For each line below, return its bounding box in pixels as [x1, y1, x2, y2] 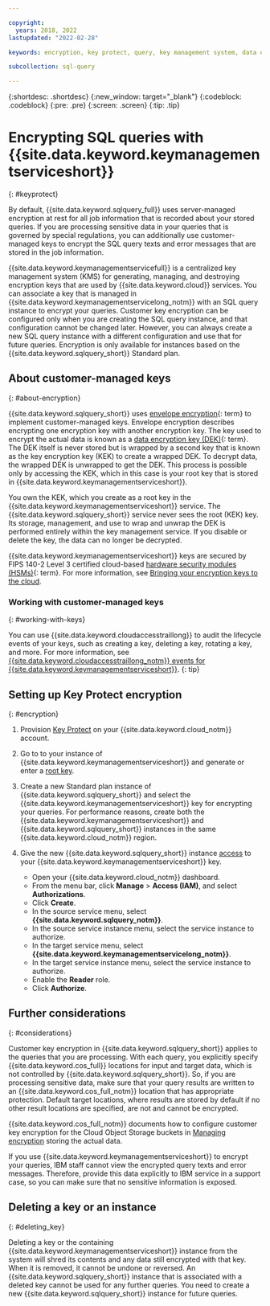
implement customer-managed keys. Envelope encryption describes [8, 417, 235, 427]
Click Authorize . [31, 983, 87, 993]
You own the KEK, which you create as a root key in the [8, 492, 191, 502]
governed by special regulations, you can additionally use [8, 231, 199, 240]
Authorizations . [31, 889, 86, 899]
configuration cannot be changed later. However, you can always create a [8, 323, 253, 333]
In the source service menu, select [31, 906, 147, 916]
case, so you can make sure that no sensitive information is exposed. [8, 1177, 237, 1186]
